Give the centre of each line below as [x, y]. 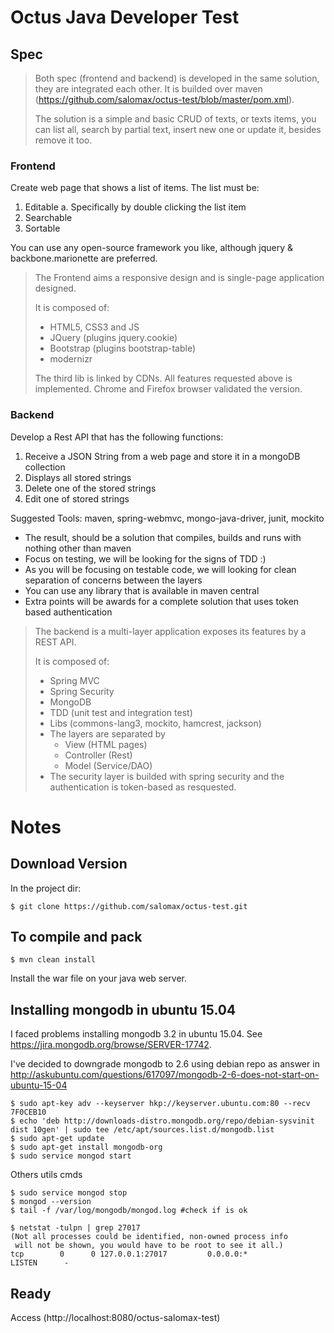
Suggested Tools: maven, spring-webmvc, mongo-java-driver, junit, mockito [167, 518]
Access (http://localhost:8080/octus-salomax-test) [115, 1318]
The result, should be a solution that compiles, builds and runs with [163, 537]
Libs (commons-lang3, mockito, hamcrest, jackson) [155, 723]
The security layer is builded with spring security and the [167, 776]
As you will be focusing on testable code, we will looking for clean [160, 569]
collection [45, 467]
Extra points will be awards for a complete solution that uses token [162, 601]
